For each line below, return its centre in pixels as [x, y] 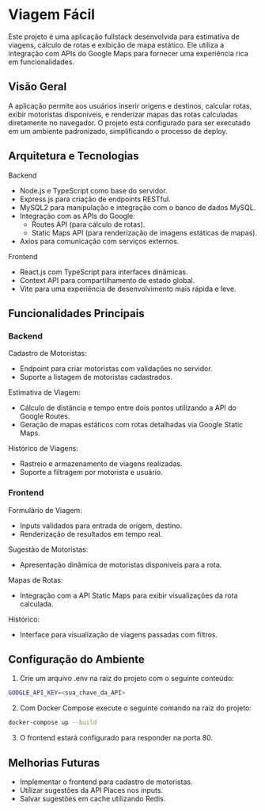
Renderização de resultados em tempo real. [91, 534]
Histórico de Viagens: [44, 449]
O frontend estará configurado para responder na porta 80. [116, 738]
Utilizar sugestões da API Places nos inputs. [91, 790]
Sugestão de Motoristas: [48, 549]
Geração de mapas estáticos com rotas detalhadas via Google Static [131, 425]
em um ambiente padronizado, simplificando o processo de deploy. [118, 131]
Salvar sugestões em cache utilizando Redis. [93, 798]
